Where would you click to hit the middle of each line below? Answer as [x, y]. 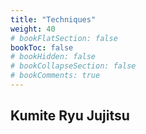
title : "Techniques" [53, 19]
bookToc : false [42, 47]
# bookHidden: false [53, 57]
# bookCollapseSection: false [73, 66]
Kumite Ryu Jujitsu [70, 116]
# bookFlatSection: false [64, 38]
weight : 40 [33, 29]
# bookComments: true [55, 76]
